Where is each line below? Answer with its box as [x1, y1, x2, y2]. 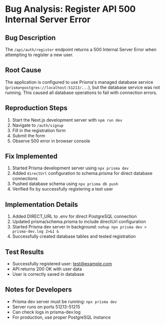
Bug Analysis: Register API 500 [5, 3, 136, 15]
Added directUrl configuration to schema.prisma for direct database [12, 170, 153, 176]
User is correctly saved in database [12, 271, 85, 277]
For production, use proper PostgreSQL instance [12, 314, 111, 320]
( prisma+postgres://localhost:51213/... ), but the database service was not [5, 84, 160, 90]
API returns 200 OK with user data [12, 266, 82, 272]
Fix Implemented [5, 152, 58, 161]
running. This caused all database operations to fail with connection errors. [5, 90, 158, 96]
